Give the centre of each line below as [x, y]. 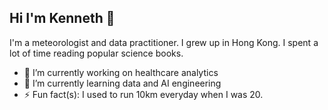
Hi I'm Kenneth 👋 [62, 18]
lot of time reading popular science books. [96, 53]
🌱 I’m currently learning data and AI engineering [122, 83]
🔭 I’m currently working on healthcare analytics [121, 72]
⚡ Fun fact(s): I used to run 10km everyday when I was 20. [143, 94]
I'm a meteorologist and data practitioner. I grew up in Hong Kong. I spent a [164, 42]
